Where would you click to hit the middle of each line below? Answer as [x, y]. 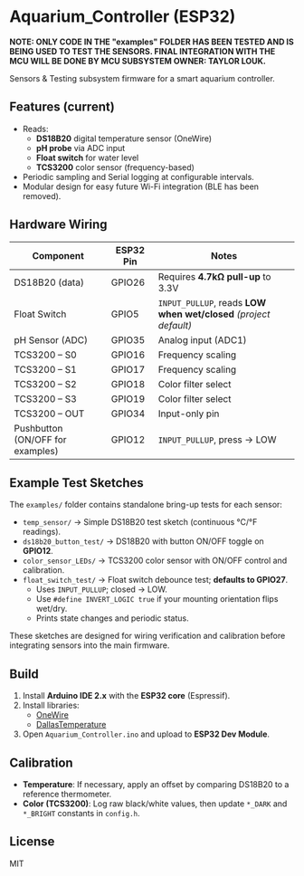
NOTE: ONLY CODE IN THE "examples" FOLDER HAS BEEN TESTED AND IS [152, 42]
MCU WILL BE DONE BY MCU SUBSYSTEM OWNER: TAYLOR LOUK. [138, 61]
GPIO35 [128, 339]
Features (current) [62, 107]
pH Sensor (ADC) [51, 339]
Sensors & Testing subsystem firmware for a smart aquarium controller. [142, 78]
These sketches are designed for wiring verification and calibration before [147, 636]
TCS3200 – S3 [45, 398]
